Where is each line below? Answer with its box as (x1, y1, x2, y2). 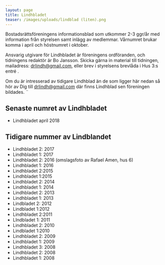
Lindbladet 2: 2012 (12, 200, 52, 207)
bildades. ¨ (5, 89, 29, 95)
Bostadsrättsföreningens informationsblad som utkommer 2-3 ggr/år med (5, 31, 160, 37)
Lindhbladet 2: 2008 (12, 250, 56, 255)
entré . (5, 68, 19, 74)
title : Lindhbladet (5, 12, 47, 17)
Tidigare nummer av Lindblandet (5, 132, 111, 141)
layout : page (5, 7, 33, 13)
